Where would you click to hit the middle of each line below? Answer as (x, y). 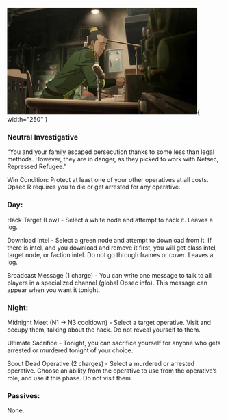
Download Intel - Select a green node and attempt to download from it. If (110, 240)
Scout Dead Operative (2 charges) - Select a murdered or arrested (101, 363)
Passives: (24, 395)
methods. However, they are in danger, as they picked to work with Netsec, (113, 159)
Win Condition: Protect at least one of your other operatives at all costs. (108, 180)
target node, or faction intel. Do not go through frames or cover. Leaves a (110, 254)
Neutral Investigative (43, 137)
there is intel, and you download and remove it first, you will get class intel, (112, 248)
